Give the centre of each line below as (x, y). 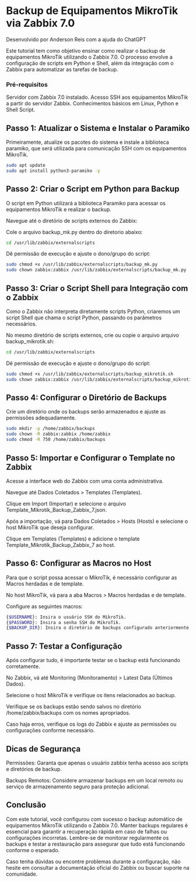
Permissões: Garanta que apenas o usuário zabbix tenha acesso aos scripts (97, 763)
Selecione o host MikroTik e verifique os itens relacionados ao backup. (91, 695)
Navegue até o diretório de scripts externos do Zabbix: (72, 220)
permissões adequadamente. (41, 418)
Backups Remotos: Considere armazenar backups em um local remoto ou (94, 780)
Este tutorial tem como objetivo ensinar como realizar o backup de (86, 50)
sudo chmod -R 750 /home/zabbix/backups (56, 440)
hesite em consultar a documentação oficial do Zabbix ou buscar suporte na (98, 867)
